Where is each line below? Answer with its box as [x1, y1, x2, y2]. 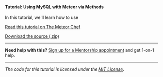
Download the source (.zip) [5, 33, 60, 39]
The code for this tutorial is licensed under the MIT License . [5, 66, 125, 72]
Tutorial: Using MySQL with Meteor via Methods [5, 4, 104, 10]
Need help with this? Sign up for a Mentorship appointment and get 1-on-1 [5, 47, 154, 53]
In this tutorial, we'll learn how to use [5, 15, 79, 20]
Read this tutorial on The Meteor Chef [5, 24, 81, 30]
